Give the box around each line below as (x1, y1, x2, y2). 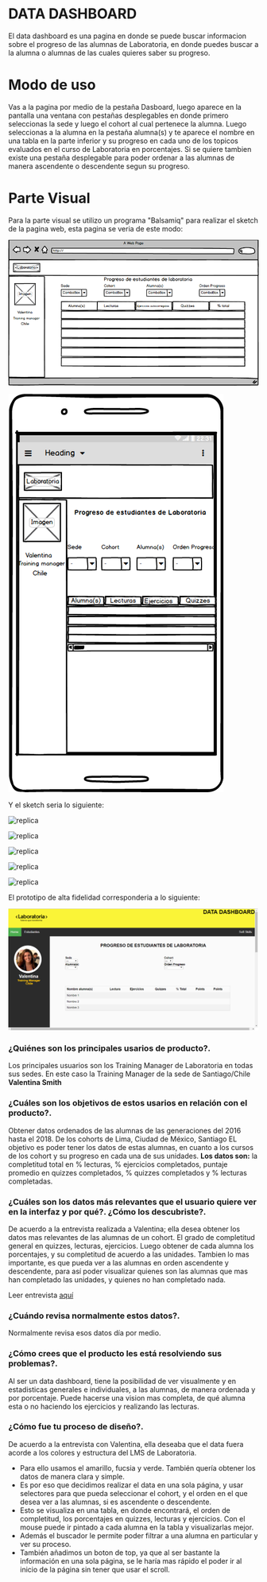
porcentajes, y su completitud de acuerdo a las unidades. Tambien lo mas (8, 1250, 250, 1259)
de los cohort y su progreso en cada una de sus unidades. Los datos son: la (8, 1151, 258, 1160)
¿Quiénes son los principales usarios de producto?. (8, 1043, 211, 1054)
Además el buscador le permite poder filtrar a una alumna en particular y (19, 1530, 258, 1540)
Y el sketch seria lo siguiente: (8, 800, 105, 810)
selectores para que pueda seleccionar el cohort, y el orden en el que (19, 1488, 248, 1498)
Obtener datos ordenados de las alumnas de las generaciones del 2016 (8, 1125, 242, 1135)
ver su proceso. (19, 1539, 72, 1549)
